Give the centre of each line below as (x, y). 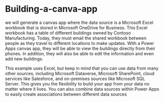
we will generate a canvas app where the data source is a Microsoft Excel (79, 22)
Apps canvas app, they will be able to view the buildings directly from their (80, 48)
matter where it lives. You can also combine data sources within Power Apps (82, 89)
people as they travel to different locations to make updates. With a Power (80, 43)
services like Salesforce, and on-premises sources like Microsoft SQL (75, 79)
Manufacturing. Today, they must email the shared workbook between (76, 38)
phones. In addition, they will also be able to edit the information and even (80, 53)
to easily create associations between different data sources (66, 94)
